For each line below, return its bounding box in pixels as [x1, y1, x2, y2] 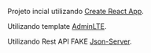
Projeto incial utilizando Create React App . [7, 7, 145, 16]
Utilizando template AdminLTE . [7, 22, 107, 30]
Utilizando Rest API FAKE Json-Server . [7, 37, 132, 46]
